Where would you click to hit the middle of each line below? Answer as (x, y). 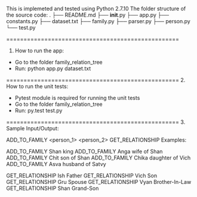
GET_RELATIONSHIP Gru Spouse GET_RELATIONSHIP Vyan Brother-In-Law (99, 182)
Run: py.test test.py (39, 110)
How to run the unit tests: (37, 86)
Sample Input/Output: (33, 128)
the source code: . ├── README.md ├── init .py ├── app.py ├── (87, 15)
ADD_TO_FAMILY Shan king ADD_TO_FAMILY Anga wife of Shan (84, 151)
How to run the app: (39, 51)
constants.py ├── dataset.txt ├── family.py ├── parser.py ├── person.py (98, 21)
